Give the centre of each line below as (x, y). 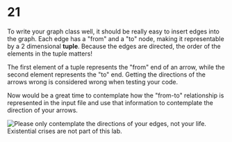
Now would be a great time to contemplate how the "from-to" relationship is (116, 95)
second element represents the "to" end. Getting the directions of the (107, 74)
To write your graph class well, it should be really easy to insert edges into (114, 31)
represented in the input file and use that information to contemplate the (110, 102)
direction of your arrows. (43, 110)
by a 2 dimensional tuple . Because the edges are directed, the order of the (114, 46)
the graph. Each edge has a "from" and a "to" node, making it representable (116, 38)
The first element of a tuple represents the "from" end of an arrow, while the (116, 67)
